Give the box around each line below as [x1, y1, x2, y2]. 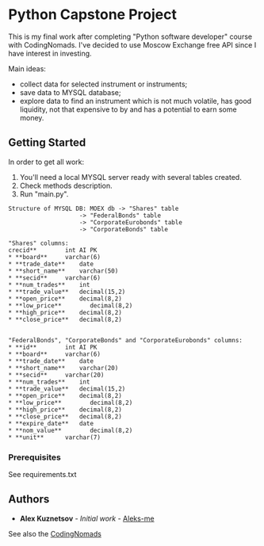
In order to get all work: [8, 157, 85, 166]
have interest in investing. [8, 48, 93, 58]
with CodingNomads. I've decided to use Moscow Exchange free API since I [8, 40, 257, 49]
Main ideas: [8, 63, 46, 73]
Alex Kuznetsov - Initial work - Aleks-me [19, 514, 155, 523]
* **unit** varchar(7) [8, 433, 101, 441]
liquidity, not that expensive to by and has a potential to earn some [19, 105, 237, 114]
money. [19, 113, 44, 122]
